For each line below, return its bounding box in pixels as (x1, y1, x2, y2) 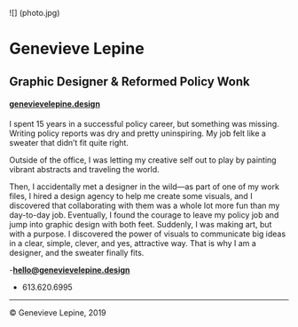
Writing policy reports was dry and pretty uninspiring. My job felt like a (9, 128, 266, 139)
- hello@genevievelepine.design (9, 264, 130, 275)
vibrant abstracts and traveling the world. (9, 163, 160, 174)
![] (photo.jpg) (9, 8, 60, 18)
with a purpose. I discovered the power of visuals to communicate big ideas (9, 228, 286, 239)
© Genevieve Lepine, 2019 (9, 307, 106, 318)
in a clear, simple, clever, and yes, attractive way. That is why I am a (9, 237, 257, 248)
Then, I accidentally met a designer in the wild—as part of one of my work (9, 181, 279, 192)
